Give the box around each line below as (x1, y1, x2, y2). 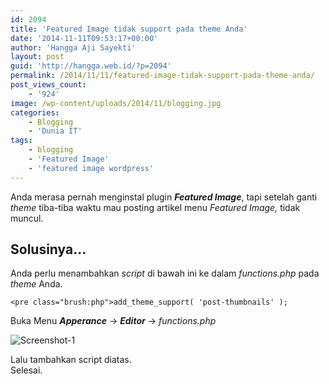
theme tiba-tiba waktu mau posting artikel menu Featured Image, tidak (10, 201, 301, 213)
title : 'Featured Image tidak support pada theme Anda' (10, 24, 248, 34)
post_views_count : (10, 80, 87, 90)
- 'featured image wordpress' (28, 163, 155, 173)
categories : (10, 107, 60, 118)
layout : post (10, 52, 65, 62)
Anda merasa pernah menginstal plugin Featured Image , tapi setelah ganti (10, 191, 318, 203)
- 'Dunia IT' (28, 126, 83, 136)
